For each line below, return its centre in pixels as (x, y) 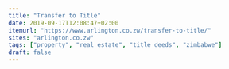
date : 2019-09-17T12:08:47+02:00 (64, 23)
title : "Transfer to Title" (55, 15)
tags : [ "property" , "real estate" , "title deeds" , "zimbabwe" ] (115, 45)
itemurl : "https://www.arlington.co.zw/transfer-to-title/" (110, 30)
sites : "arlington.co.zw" (51, 38)
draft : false (30, 52)
